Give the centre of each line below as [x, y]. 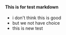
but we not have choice [36, 23]
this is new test [28, 28]
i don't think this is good [37, 18]
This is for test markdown [32, 7]
